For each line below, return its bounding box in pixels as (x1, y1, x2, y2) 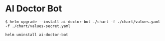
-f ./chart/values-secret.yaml (5, 23, 71, 29)
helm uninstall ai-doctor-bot (5, 32, 69, 37)
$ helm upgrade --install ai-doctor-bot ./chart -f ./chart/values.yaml (5, 19, 160, 24)
